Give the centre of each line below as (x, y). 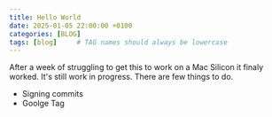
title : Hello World (45, 17)
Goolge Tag (43, 104)
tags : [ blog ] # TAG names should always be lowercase (118, 42)
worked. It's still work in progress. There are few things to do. (121, 77)
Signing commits (53, 94)
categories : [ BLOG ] (45, 34)
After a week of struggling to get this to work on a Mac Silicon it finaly (136, 67)
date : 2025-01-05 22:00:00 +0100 (71, 26)
